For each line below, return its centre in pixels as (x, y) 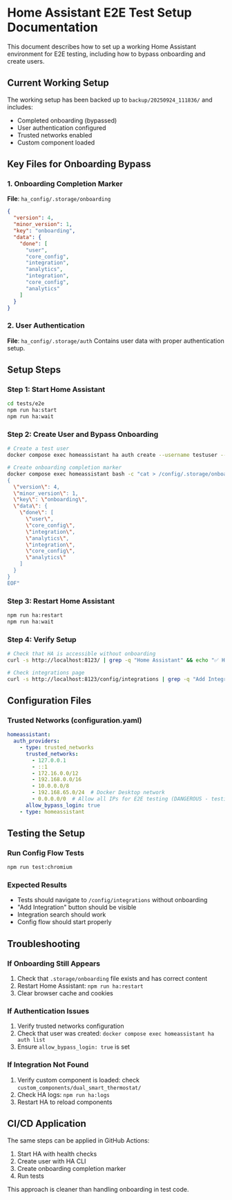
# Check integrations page (46, 673)
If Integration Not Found (48, 1065)
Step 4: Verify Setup (42, 639)
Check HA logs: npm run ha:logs (64, 1094)
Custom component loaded (56, 142)
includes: (20, 107)
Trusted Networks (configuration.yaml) (75, 720)
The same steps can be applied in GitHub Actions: (78, 1140)
